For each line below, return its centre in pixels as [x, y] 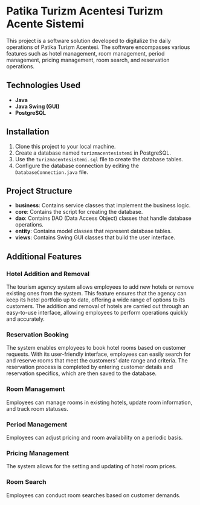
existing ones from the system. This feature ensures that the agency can [96, 294]
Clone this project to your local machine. [65, 146]
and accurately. [26, 319]
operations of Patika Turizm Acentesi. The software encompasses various [98, 47]
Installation [28, 132]
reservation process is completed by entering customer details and [90, 367]
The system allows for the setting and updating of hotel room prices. [92, 466]
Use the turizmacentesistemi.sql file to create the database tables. [99, 159]
